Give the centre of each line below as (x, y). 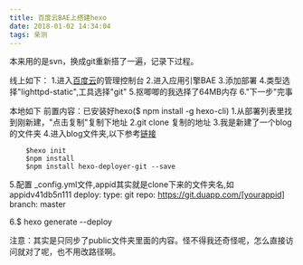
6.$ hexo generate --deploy (61, 222)
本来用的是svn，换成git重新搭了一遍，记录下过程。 (104, 62)
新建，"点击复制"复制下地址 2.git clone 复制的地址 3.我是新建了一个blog (158, 122)
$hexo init (46, 151)
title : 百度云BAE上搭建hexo (58, 18)
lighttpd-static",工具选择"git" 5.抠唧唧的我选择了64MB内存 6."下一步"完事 (157, 92)
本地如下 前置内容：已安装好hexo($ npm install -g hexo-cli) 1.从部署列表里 (147, 111)
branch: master (38, 204)
